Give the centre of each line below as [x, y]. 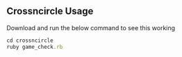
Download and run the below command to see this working [91, 27]
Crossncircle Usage [50, 11]
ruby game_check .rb [35, 47]
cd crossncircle [30, 41]
